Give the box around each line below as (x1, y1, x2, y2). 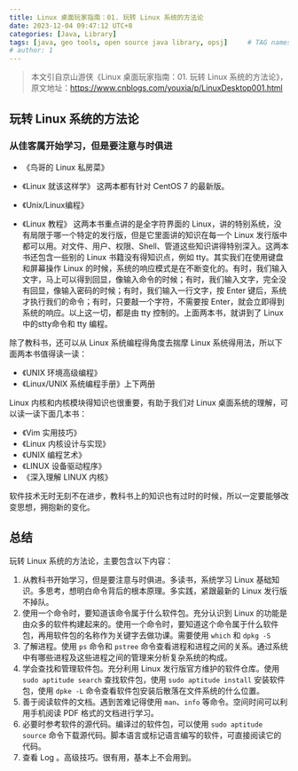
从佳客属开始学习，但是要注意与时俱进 (9, 139, 173, 152)
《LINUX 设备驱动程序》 (21, 460, 106, 471)
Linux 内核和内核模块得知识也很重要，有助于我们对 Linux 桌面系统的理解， (9, 397, 281, 408)
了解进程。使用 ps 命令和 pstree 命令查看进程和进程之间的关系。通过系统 (21, 640, 288, 651)
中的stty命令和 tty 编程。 (21, 318, 113, 329)
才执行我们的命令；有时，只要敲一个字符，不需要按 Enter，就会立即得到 (21, 296, 286, 306)
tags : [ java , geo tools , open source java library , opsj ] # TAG (9, 37, 268, 47)
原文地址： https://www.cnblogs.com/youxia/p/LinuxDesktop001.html (30, 83, 284, 93)
